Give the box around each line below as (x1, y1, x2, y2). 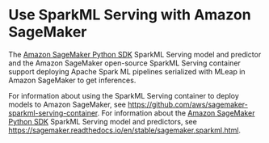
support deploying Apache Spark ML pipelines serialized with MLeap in (8, 66, 246, 76)
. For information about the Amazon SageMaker (97, 107, 255, 118)
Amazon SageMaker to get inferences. (8, 75, 137, 85)
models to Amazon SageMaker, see (8, 99, 127, 109)
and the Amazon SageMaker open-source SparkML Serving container (8, 58, 241, 68)
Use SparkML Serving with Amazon (8, 6, 252, 24)
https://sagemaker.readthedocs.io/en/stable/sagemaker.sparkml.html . (8, 125, 241, 135)
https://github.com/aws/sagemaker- (128, 99, 248, 109)
